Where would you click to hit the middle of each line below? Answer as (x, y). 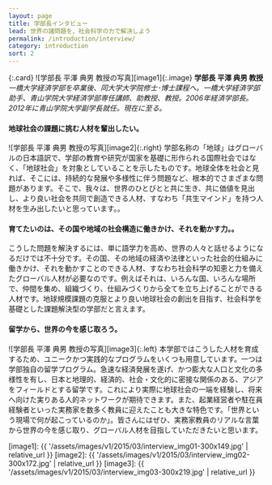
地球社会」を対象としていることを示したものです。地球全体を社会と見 (142, 168)
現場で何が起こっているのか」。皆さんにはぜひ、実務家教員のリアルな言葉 (137, 419)
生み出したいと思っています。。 (73, 208)
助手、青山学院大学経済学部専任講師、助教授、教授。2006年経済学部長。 (131, 98)
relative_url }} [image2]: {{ (52, 454)
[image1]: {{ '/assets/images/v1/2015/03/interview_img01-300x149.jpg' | (128, 446)
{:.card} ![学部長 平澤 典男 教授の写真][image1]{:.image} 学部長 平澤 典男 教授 (136, 77)
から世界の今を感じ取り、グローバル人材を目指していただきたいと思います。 (136, 430)
